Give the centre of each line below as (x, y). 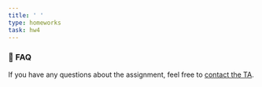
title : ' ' (26, 15)
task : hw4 (24, 30)
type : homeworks (35, 23)
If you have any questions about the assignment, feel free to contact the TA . (131, 74)
